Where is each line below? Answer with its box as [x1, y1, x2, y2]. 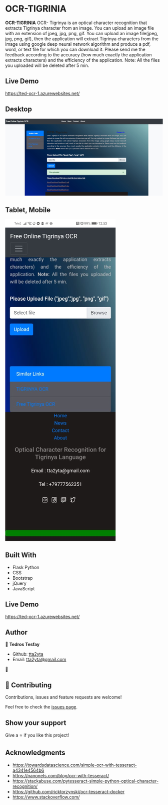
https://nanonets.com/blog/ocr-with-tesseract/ [12, 772, 109, 778]
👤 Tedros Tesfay [5, 642, 40, 648]
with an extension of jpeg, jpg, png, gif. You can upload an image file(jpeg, [5, 30, 158, 36]
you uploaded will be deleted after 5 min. [5, 62, 89, 68]
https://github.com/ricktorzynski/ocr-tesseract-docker [12, 788, 125, 794]
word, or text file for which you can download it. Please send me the [5, 46, 146, 52]
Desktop [5, 105, 32, 114]
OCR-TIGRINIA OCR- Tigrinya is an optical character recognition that [5, 20, 147, 26]
